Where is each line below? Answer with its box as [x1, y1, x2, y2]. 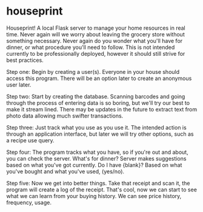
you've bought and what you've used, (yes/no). [6, 168, 125, 175]
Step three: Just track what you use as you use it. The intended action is [6, 124, 187, 131]
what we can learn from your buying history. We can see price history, [6, 192, 182, 199]
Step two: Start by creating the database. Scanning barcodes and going [6, 93, 185, 100]
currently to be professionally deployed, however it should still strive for [6, 50, 185, 57]
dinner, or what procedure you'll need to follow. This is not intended [6, 44, 175, 51]
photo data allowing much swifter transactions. [6, 112, 124, 119]
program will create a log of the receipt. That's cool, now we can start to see [6, 186, 197, 193]
